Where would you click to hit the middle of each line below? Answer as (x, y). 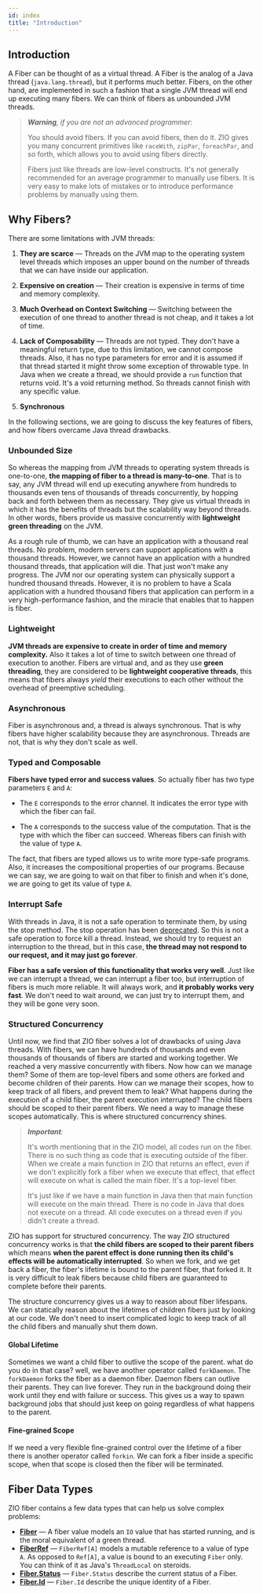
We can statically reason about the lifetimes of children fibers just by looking (132, 1309)
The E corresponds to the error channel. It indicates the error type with (134, 803)
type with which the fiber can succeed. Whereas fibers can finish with (133, 835)
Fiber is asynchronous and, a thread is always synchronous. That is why (125, 726)
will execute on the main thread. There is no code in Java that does (136, 1204)
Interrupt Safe (35, 904)
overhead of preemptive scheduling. (67, 688)
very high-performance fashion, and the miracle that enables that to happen (131, 600)
